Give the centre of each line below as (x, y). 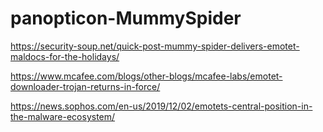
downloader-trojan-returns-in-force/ (85, 86)
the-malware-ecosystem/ (63, 116)
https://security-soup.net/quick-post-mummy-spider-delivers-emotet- (155, 46)
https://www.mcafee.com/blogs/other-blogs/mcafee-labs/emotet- (146, 76)
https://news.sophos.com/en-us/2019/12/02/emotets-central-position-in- (161, 106)
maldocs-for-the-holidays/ (65, 56)
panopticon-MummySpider (126, 18)
